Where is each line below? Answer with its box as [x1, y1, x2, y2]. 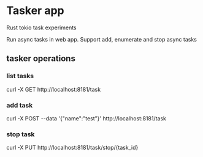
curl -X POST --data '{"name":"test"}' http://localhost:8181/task [6, 114, 167, 122]
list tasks [6, 71, 34, 80]
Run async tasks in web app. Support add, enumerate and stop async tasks [6, 35, 197, 43]
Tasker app [6, 4, 64, 18]
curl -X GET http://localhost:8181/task [6, 86, 101, 93]
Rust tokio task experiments [6, 24, 77, 31]
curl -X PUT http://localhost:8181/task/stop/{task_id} [6, 144, 139, 152]
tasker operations [6, 53, 75, 64]
